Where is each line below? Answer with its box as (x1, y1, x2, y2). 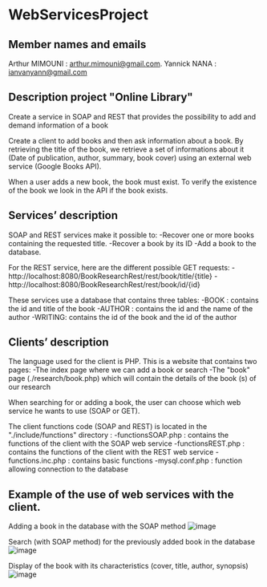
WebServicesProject (8, 6, 149, 24)
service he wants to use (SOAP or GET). (8, 407, 140, 416)
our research (8, 383, 51, 392)
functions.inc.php (8, 455, 67, 466)
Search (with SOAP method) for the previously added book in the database (8, 537, 255, 547)
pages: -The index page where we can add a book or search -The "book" (8, 365, 251, 374)
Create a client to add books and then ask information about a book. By (8, 136, 244, 145)
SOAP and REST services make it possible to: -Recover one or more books (8, 230, 255, 240)
